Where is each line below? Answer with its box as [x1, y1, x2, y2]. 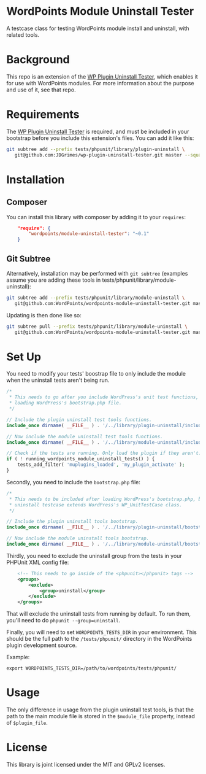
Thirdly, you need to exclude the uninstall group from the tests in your [6, 552, 182, 559]
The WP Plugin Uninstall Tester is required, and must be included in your [6, 128, 189, 135]
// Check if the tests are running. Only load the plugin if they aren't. [6, 450, 202, 457]
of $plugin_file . [6, 719, 48, 727]
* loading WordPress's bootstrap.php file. [9, 400, 122, 406]
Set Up [6, 350, 42, 363]
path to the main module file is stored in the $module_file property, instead [6, 713, 195, 720]
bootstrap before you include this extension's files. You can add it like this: [6, 134, 194, 142]
